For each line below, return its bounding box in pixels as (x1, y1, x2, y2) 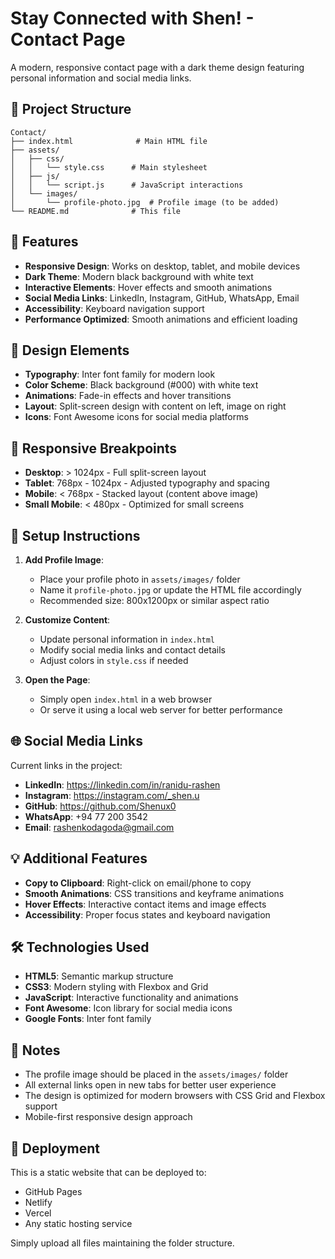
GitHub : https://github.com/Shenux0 (24, 800, 177, 812)
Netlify (24, 1197, 53, 1209)
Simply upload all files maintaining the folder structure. (10, 1237, 235, 1249)
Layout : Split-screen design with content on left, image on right (24, 400, 287, 412)
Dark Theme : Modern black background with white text (24, 270, 254, 282)
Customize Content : (24, 614, 111, 626)
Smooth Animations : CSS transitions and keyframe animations (24, 887, 285, 899)
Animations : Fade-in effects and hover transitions (24, 390, 232, 402)
